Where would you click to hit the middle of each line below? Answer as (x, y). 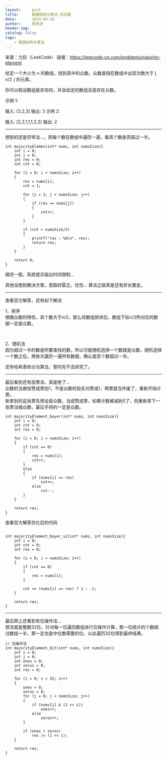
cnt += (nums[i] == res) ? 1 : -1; (60, 589)
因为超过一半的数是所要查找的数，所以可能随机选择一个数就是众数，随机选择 (83, 350)
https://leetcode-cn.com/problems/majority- (115, 57)
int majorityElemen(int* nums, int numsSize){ (54, 146)
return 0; (24, 260)
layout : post (23, 10)
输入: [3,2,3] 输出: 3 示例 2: (33, 111)
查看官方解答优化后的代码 (31, 522)
